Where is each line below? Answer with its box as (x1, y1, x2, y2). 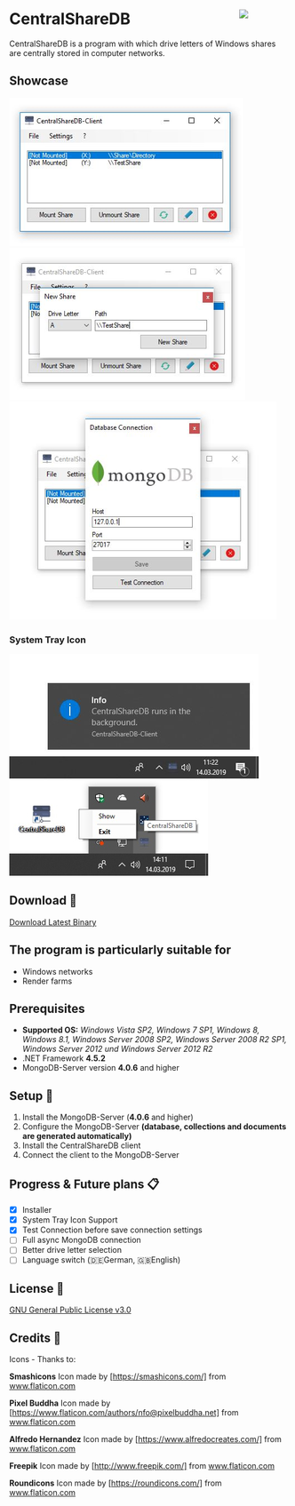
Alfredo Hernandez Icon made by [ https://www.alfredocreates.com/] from (9, 1434, 282, 1445)
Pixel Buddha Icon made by (9, 1398, 111, 1408)
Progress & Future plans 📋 (9, 1176, 160, 1191)
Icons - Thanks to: (9, 1354, 76, 1365)
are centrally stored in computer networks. (9, 47, 166, 58)
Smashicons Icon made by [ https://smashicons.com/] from (9, 1371, 227, 1382)
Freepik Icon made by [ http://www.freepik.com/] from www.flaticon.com (9, 1461, 275, 1471)
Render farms (21, 976, 73, 986)
